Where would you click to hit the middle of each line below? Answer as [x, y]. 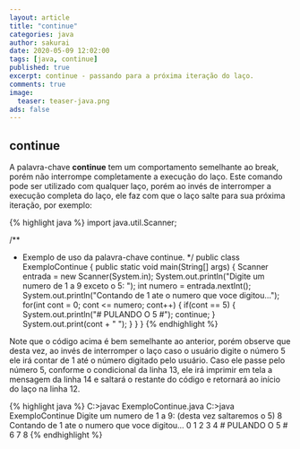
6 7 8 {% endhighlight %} [56, 435]
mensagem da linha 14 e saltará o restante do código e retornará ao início [145, 380]
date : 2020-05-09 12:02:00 [60, 51]
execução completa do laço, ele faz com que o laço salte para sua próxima [147, 196]
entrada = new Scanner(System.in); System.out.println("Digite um [143, 276]
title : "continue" [43, 26]
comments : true [38, 84]
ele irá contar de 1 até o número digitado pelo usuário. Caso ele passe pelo [147, 360]
